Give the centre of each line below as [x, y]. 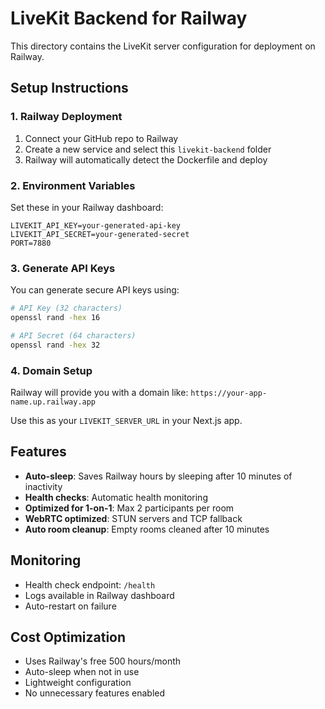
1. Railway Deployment [66, 117]
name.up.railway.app [53, 402]
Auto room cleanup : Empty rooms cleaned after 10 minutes [147, 529]
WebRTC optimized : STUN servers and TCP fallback [133, 518]
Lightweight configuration [78, 683]
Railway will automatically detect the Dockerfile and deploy [146, 159]
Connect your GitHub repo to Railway [101, 138]
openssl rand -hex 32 [55, 345]
